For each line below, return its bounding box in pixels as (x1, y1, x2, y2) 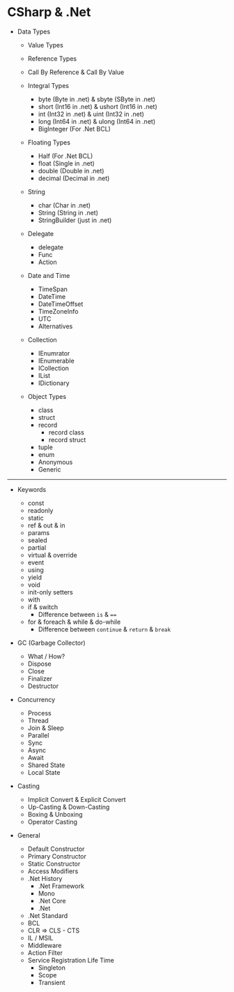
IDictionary (38, 379, 70, 387)
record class (48, 428, 85, 437)
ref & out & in (27, 521, 65, 530)
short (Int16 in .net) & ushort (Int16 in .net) (38, 102, 158, 110)
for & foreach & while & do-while (27, 618, 121, 626)
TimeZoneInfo (38, 307, 79, 315)
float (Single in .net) (38, 159, 95, 168)
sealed (27, 536, 47, 544)
